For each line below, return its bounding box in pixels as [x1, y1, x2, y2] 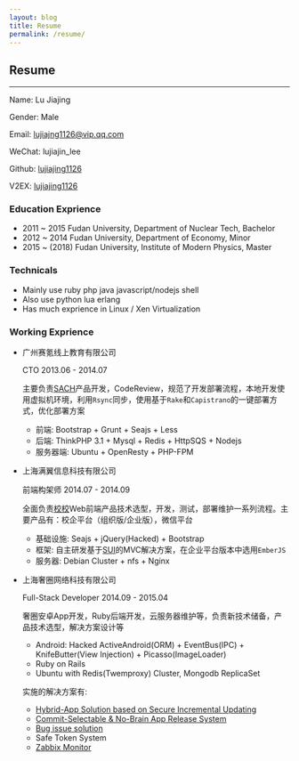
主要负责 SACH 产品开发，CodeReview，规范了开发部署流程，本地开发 [21, 384, 278, 394]
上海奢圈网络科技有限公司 [21, 575, 117, 586]
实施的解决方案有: [21, 686, 87, 697]
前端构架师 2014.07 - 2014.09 [21, 484, 131, 495]
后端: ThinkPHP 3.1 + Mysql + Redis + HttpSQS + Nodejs [35, 435, 242, 446]
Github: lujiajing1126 [9, 164, 83, 174]
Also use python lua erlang [21, 294, 121, 304]
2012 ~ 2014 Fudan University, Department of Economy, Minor [21, 232, 251, 243]
